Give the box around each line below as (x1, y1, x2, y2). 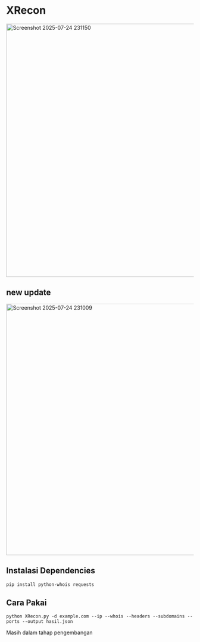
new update (6, 288, 51, 298)
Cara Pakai (6, 597, 47, 607)
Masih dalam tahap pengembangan (6, 629, 93, 636)
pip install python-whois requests (6, 581, 95, 588)
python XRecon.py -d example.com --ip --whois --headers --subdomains (6, 613, 185, 619)
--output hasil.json (21, 619, 73, 625)
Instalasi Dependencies (6, 566, 95, 576)
